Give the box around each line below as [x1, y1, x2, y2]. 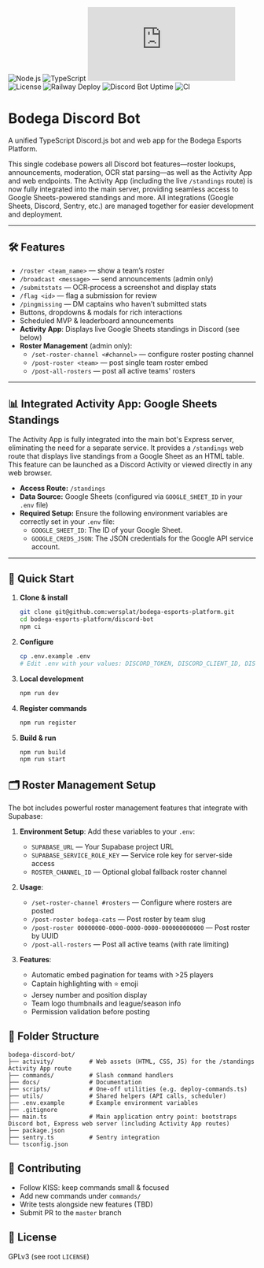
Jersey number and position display [31, 991, 148, 1000]
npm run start [19, 756, 66, 764]
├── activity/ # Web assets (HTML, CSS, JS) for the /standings [8, 1058, 255, 1065]
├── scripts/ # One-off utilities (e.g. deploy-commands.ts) [8, 1085, 247, 1093]
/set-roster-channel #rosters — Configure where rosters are [31, 898, 233, 907]
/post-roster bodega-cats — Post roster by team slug [31, 914, 206, 924]
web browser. [8, 468, 53, 478]
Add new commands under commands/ [19, 1191, 141, 1200]
